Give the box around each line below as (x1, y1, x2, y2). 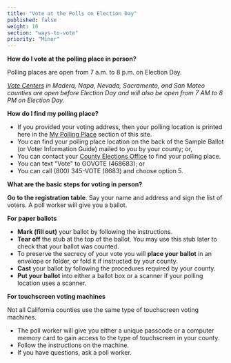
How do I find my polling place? (7, 110, 99, 118)
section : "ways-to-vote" (7, 29, 79, 37)
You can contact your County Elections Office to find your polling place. (17, 153, 221, 161)
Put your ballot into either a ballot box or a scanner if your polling (17, 272, 203, 280)
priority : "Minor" (7, 36, 60, 43)
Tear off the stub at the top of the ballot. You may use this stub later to (17, 235, 217, 244)
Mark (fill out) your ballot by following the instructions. (17, 228, 173, 236)
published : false (7, 17, 57, 23)
